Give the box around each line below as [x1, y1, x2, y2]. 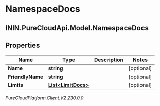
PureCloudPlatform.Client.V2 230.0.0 [5, 95, 84, 101]
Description [94, 56, 123, 63]
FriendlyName [8, 73, 44, 80]
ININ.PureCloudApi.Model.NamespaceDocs [5, 24, 149, 32]
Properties [5, 41, 40, 49]
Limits [8, 82, 24, 89]
